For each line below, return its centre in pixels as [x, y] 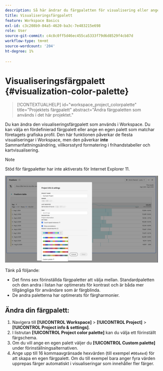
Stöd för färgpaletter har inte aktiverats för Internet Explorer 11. [67, 169]
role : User [16, 31]
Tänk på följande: [22, 270]
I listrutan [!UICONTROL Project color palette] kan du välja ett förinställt [84, 332]
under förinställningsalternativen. [45, 348]
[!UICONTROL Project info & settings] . [51, 327]
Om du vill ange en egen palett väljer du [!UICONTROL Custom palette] [84, 343]
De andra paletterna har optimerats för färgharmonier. [66, 295]
